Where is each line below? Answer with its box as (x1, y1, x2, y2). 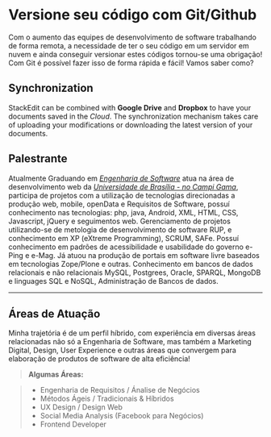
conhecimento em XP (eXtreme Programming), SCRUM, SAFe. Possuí (8, 233, 240, 243)
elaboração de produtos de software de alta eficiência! (8, 354, 191, 364)
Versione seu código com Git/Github (8, 6, 257, 24)
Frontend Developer (40, 419, 107, 429)
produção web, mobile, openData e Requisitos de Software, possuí (8, 199, 230, 209)
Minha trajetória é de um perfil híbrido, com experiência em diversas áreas (8, 328, 256, 338)
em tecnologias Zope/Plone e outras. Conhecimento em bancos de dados (8, 259, 254, 268)
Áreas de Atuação (8, 306, 101, 320)
